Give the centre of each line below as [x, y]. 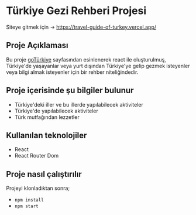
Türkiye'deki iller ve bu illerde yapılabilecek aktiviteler [79, 104]
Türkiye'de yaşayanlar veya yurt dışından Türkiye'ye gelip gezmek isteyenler [98, 66]
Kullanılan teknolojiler [47, 135]
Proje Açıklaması [37, 45]
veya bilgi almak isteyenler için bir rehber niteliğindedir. [72, 72]
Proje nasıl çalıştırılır [44, 174]
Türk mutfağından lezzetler [47, 117]
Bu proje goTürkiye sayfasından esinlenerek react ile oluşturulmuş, [86, 59]
